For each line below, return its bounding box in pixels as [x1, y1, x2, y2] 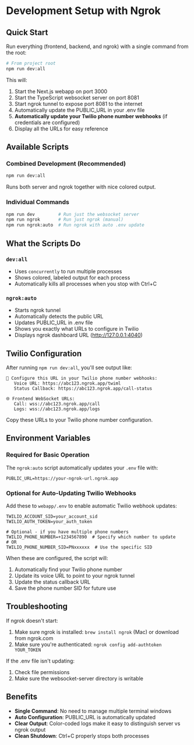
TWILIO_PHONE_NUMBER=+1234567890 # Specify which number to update [6, 534, 176, 540]
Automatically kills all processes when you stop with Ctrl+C [14, 280, 157, 287]
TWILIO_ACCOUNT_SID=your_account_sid [6, 514, 98, 520]
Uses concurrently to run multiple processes [14, 267, 122, 274]
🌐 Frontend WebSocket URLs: [6, 396, 75, 402]
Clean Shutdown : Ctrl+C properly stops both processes [14, 732, 150, 739]
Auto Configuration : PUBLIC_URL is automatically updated [14, 713, 156, 720]
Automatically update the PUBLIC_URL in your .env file [14, 107, 145, 114]
